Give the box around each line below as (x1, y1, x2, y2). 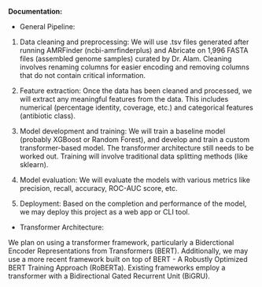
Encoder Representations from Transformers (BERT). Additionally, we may (8, 246, 249, 255)
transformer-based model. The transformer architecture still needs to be (19, 143, 254, 152)
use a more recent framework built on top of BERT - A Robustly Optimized (8, 255, 248, 263)
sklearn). (19, 160, 49, 169)
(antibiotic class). (19, 111, 76, 121)
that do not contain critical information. (19, 71, 146, 80)
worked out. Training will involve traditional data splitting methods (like (19, 151, 249, 161)
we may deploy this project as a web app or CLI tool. (19, 207, 190, 216)
